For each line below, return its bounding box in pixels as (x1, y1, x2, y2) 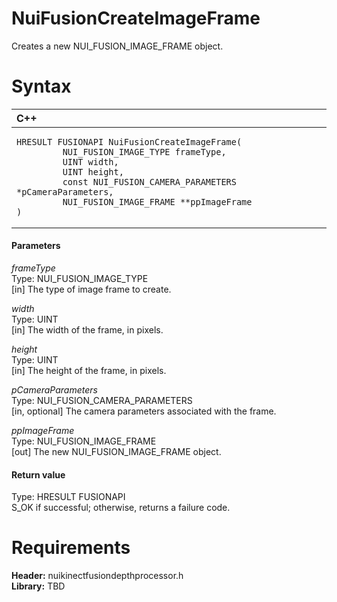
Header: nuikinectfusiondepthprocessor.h (11, 570, 184, 582)
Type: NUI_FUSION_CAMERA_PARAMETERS (11, 395, 193, 407)
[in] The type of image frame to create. (11, 283, 172, 296)
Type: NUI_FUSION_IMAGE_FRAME (11, 435, 157, 447)
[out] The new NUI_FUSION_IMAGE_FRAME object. (11, 446, 222, 458)
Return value (11, 468, 66, 481)
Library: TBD (11, 580, 66, 592)
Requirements (11, 537, 131, 559)
